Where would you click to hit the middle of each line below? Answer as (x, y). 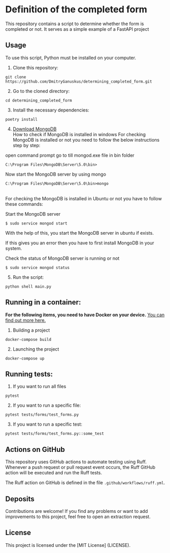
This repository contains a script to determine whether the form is (75, 24)
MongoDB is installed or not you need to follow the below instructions (86, 140)
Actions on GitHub (35, 450)
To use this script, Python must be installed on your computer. (71, 58)
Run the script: (28, 277)
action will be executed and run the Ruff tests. (54, 473)
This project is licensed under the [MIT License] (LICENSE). (68, 545)
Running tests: (29, 374)
